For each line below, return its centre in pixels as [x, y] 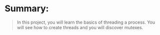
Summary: [27, 9]
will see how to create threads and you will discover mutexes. [80, 27]
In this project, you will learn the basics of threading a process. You [86, 22]
